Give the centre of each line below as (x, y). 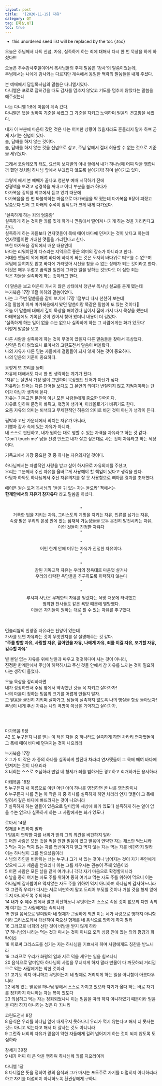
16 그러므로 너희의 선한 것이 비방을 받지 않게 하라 (51, 926)
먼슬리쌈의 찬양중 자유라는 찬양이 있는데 (43, 631)
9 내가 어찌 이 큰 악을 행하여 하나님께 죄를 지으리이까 (55, 1056)
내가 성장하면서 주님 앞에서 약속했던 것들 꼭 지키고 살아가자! (61, 688)
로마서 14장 (16, 823)
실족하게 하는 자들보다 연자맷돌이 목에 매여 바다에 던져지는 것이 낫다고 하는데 (77, 233)
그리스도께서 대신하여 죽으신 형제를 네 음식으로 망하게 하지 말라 (73, 920)
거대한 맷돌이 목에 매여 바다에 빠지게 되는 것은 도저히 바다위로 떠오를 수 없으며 (79, 258)
